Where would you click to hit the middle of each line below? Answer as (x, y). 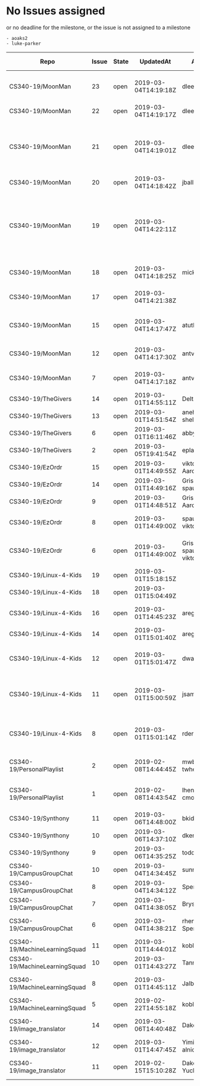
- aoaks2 (17, 38)
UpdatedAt (155, 61)
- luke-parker (24, 43)
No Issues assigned (56, 11)
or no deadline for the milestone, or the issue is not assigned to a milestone (98, 27)
